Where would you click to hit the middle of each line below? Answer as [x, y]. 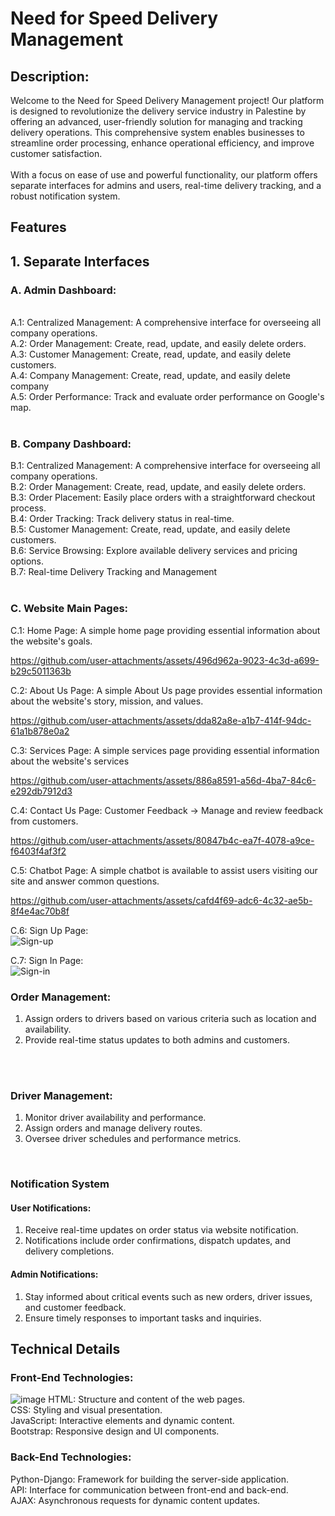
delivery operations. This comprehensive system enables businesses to [157, 132]
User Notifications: [51, 1208]
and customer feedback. [75, 1307]
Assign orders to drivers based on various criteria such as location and [170, 1018]
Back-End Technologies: [71, 1457]
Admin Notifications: [54, 1274]
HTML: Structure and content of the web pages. [147, 1399]
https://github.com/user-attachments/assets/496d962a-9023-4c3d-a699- [165, 660]
